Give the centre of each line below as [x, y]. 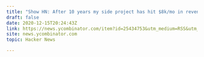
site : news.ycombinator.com [42, 34]
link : [13, 28]
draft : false [23, 17]
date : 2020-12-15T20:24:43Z [42, 23]
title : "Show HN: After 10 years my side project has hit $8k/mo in [95, 12]
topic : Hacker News [31, 40]
